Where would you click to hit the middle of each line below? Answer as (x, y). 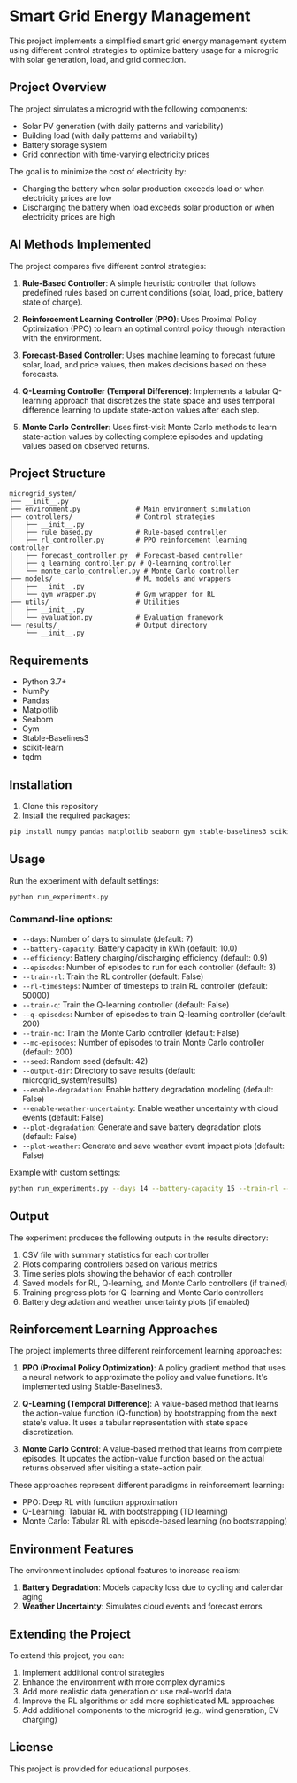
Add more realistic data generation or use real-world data (126, 1691)
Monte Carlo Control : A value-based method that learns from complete (152, 1449)
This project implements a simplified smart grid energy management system (148, 41)
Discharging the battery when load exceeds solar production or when (148, 207)
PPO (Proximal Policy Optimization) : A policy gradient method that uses (153, 1368)
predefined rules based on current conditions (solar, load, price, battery (152, 292)
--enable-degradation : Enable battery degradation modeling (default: (148, 1089)
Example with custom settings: (65, 1172)
